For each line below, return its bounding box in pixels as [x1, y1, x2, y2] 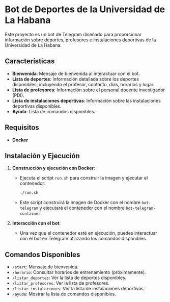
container [19, 211, 41, 216]
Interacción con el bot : [12, 220, 61, 226]
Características [5, 57, 55, 66]
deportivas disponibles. [12, 103, 62, 109]
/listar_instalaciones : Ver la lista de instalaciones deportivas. [12, 286, 145, 292]
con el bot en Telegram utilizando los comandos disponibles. [19, 236, 147, 242]
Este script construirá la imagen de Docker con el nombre [19, 199, 141, 206]
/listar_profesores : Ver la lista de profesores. [12, 280, 110, 286]
